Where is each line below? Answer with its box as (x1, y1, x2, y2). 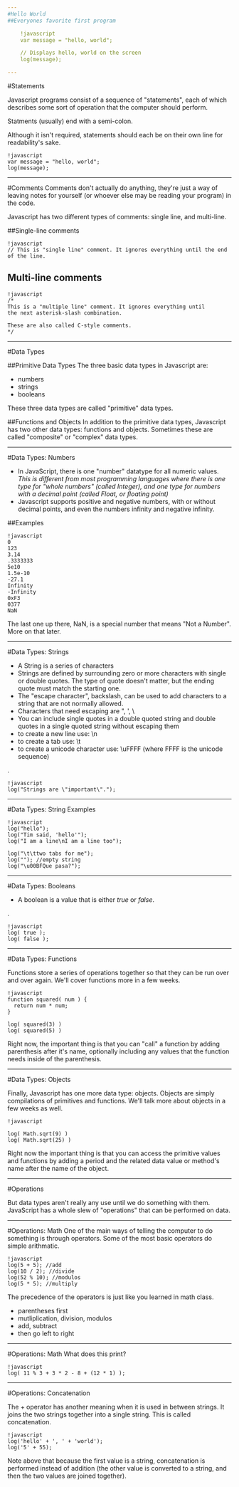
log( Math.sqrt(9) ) (7, 1130, 69, 1137)
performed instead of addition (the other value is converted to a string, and (7, 1464, 227, 1472)
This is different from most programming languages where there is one (17, 474, 226, 483)
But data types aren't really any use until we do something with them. (7, 1198, 211, 1207)
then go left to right (17, 1329, 75, 1338)
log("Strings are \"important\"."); (7, 786, 116, 793)
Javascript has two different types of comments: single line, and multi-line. (7, 213, 227, 221)
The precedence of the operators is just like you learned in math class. (7, 1293, 214, 1301)
